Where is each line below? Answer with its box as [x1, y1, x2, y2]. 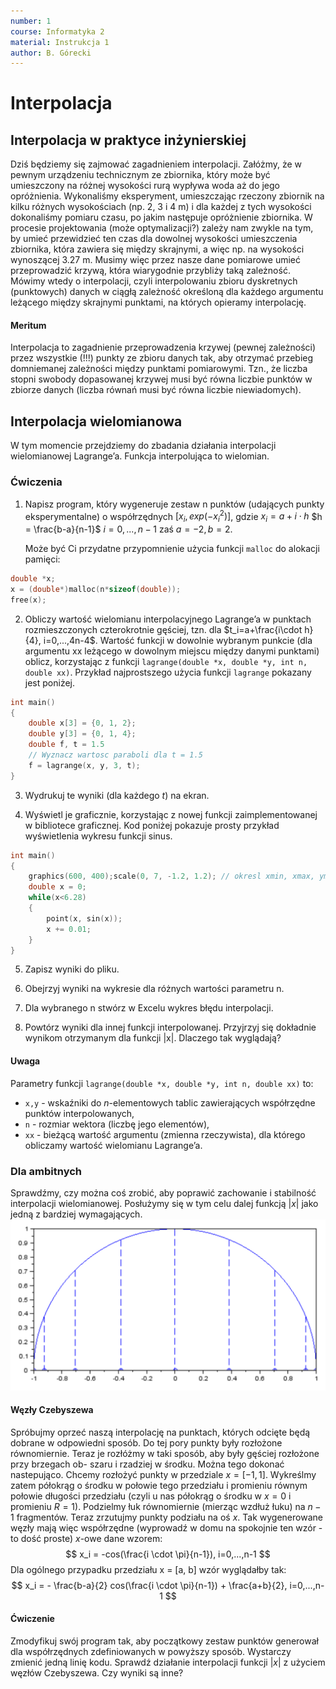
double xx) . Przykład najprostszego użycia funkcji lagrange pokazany [24, 666, 312, 678]
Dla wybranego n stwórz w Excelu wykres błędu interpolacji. [24, 1002, 274, 1014]
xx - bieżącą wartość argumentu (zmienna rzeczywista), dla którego [24, 1128, 306, 1140]
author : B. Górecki [10, 48, 92, 58]
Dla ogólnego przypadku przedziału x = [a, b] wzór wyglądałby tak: [10, 1563, 287, 1575]
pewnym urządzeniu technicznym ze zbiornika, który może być [10, 169, 271, 181]
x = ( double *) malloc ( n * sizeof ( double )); [10, 584, 182, 594]
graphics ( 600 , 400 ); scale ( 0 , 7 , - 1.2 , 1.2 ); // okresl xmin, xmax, [28, 871, 316, 882]
